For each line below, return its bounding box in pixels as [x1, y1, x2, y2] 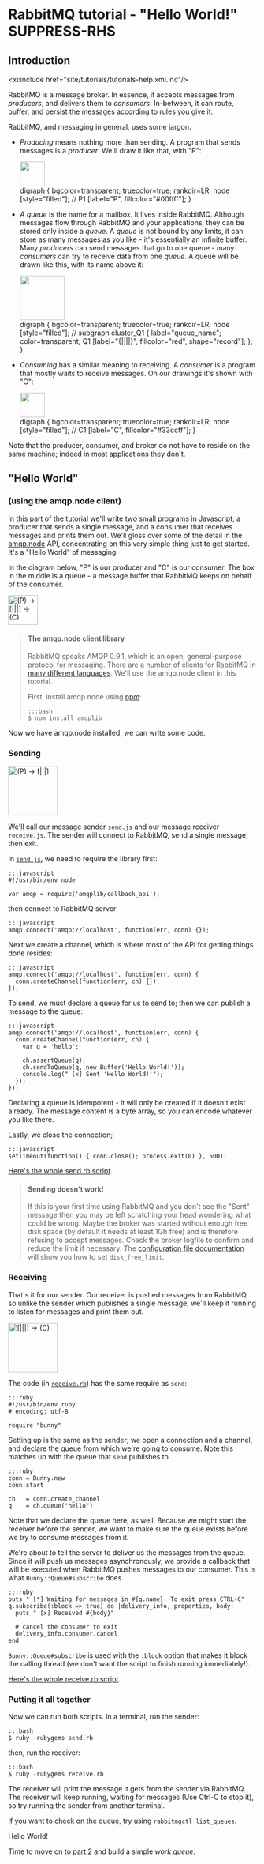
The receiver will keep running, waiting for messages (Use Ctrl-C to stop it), [8, 1792, 255, 1802]
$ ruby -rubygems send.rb [8, 1734, 93, 1742]
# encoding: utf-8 [8, 1407, 69, 1415]
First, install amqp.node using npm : [27, 691, 142, 701]
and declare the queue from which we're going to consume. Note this [8, 1444, 234, 1453]
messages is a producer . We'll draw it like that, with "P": [19, 146, 202, 155]
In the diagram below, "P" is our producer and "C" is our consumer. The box [8, 563, 255, 572]
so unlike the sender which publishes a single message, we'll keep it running [8, 1298, 257, 1308]
